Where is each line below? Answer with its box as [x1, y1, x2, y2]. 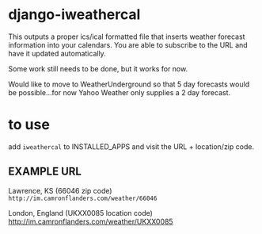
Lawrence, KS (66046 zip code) [8, 186, 112, 195]
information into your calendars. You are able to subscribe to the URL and [8, 40, 248, 49]
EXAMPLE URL [8, 165, 82, 178]
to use [8, 116, 50, 134]
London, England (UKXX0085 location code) [8, 208, 153, 217]
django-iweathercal [8, 6, 141, 24]
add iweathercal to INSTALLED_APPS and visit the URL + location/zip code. [8, 141, 255, 152]
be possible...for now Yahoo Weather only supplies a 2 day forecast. [8, 87, 231, 97]
